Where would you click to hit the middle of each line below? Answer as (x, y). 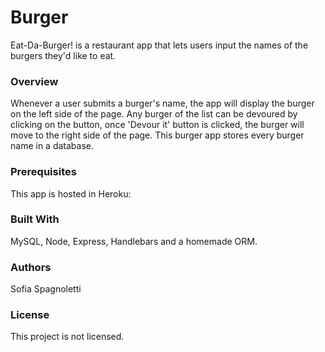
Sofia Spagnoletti (46, 289)
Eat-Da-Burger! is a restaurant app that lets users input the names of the (159, 45)
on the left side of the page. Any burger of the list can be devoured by (154, 114)
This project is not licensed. (67, 337)
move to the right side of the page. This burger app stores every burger (157, 135)
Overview (34, 81)
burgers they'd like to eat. (63, 55)
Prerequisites (43, 172)
